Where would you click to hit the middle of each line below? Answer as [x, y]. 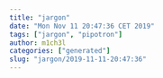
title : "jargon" [40, 17]
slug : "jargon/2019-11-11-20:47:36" [78, 59]
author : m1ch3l [38, 43]
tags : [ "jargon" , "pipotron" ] [66, 34]
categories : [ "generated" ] [60, 51]
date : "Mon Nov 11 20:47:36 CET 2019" [82, 26]
